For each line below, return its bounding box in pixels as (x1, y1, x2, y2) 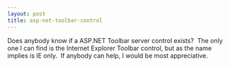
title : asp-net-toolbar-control (7, 17, 103, 24)
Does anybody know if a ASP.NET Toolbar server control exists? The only (7, 36, 223, 44)
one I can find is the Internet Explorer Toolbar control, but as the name (7, 44, 212, 52)
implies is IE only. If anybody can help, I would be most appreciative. (7, 51, 209, 60)
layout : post (7, 10, 46, 18)
